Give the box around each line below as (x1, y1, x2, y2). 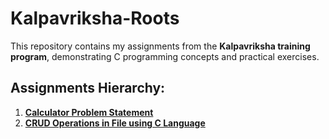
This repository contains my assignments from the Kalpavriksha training (10, 40, 311, 52)
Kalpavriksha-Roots (10, 7, 180, 30)
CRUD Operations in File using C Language (24, 117, 206, 129)
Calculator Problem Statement (24, 106, 154, 118)
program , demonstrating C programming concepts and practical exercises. (10, 50, 320, 62)
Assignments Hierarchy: (10, 80, 166, 97)
